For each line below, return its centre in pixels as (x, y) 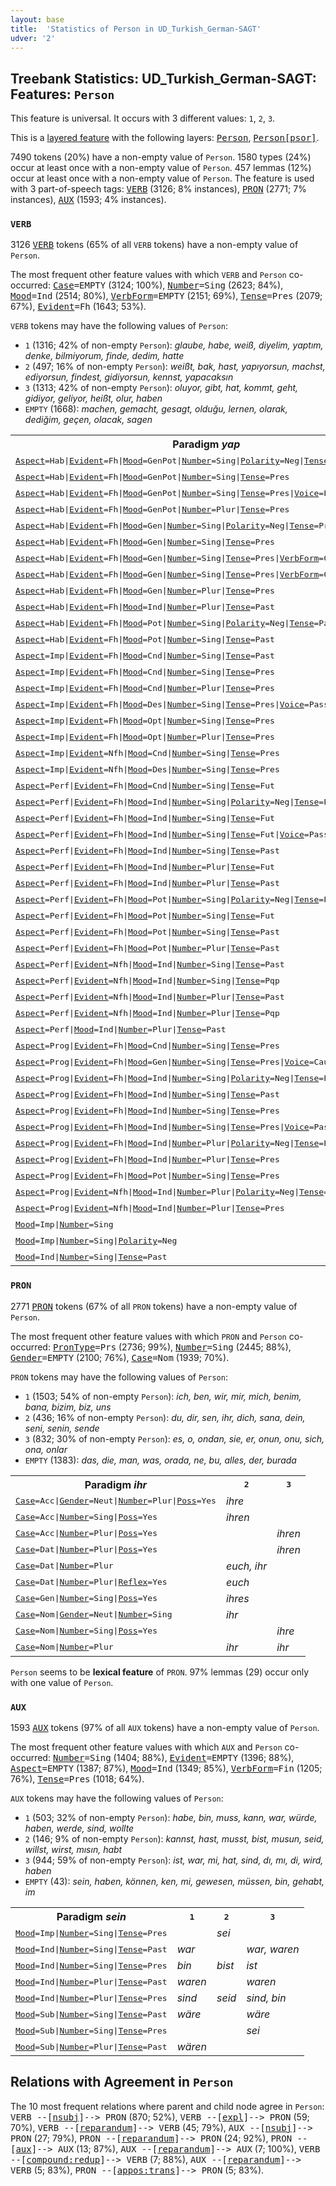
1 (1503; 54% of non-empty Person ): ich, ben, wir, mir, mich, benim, (163, 1396)
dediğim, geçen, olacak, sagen (88, 420)
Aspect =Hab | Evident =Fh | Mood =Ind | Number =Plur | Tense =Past (145, 606)
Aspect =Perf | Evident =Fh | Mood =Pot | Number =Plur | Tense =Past (147, 947)
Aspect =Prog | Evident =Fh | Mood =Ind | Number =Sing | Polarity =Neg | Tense (167, 1077)
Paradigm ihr (116, 1484)
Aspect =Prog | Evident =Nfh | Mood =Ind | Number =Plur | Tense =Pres (150, 1207)
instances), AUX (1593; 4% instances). (88, 200)
